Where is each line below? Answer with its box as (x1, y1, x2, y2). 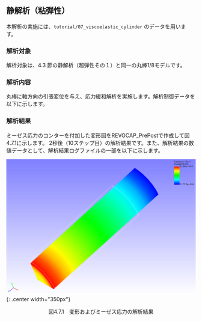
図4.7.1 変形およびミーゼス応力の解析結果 (48, 308, 154, 315)
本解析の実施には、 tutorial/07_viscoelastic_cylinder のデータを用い (6, 23, 182, 30)
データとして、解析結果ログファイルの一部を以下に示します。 (11, 147, 164, 154)
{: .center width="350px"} (6, 295, 71, 302)
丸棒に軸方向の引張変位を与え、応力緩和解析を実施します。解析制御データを (6, 93, 195, 100)
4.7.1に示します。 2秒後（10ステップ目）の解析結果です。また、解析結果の (6, 139, 189, 146)
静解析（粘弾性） (6, 5, 70, 16)
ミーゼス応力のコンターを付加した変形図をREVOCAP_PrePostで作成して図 (6, 132, 190, 139)
